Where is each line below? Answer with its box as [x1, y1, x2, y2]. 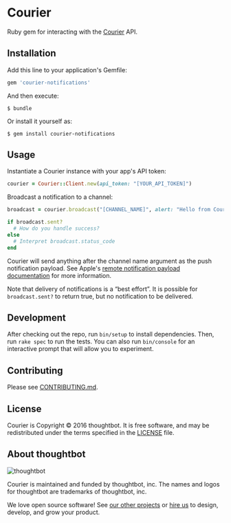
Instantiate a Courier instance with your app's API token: [7, 167, 166, 175]
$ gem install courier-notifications [7, 130, 115, 137]
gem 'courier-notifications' [7, 79, 91, 86]
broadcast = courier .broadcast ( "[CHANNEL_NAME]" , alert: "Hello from [7, 206, 211, 213]
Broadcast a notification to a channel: [7, 193, 113, 201]
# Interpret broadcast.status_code [13, 237, 115, 245]
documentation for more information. [7, 271, 112, 279]
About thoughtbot [7, 449, 86, 460]
